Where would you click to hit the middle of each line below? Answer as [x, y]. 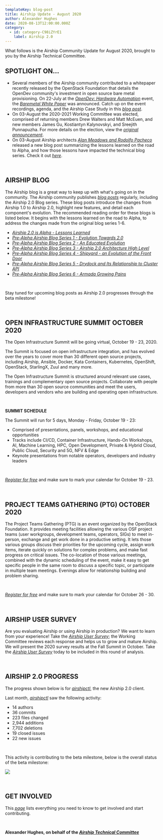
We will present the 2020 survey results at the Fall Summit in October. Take [80, 646]
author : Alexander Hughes [31, 19]
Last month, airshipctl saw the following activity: [53, 698]
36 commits [24, 712]
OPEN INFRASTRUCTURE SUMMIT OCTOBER [74, 322]
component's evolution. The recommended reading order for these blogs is [80, 213]
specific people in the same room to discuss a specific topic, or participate [80, 566]
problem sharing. [22, 576]
